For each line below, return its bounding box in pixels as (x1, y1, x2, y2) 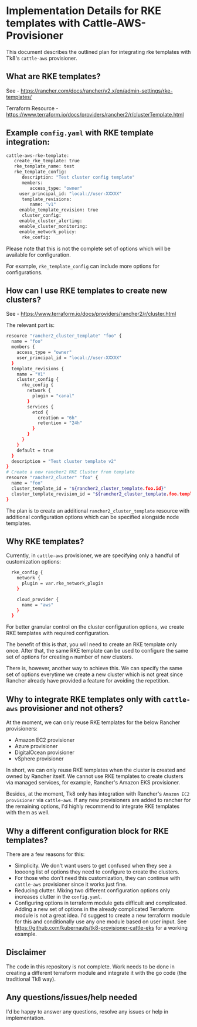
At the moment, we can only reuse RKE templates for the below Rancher (6, 719, 181, 726)
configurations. (6, 268, 43, 276)
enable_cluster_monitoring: (19, 223, 88, 229)
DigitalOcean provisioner (14, 749, 75, 756)
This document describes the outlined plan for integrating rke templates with (6, 48, 191, 55)
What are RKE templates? (6, 71, 101, 81)
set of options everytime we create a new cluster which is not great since (6, 671, 184, 678)
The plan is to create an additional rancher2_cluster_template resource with (6, 507, 190, 514)
